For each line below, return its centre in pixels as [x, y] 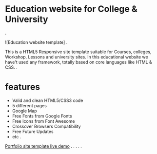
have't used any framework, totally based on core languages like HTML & [78, 62]
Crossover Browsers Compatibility [47, 126]
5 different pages [29, 105]
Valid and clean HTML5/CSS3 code [48, 100]
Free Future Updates [33, 131]
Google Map [25, 111]
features [23, 87]
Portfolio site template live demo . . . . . [43, 146]
